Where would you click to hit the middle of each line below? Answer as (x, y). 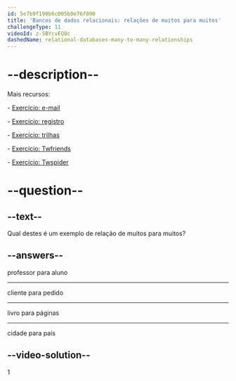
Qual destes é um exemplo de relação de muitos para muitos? (97, 233)
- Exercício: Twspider (38, 162)
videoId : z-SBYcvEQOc (39, 33)
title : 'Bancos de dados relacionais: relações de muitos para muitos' (114, 20)
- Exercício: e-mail (34, 108)
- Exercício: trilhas (33, 135)
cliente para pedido (35, 292)
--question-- (45, 191)
